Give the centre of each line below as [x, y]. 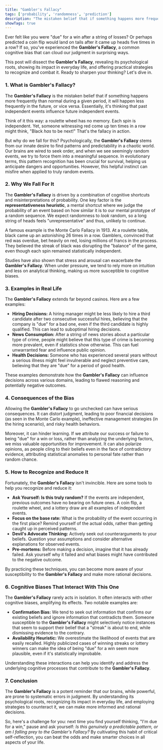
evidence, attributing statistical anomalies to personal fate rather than [74, 454]
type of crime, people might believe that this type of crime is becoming [83, 340]
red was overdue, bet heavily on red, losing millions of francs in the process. [81, 240]
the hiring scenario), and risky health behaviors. [53, 424]
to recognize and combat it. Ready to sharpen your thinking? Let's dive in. [79, 72]
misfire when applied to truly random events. [50, 172]
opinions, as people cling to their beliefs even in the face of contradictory [78, 449]
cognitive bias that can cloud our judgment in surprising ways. [67, 53]
